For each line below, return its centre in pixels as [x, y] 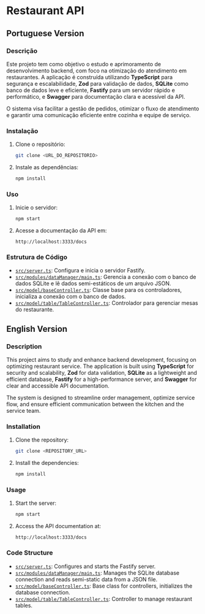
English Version [37, 329]
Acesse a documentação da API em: [61, 231]
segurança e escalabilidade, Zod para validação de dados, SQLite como [97, 83]
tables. [24, 605]
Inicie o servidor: [36, 208]
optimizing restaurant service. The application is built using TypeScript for [100, 366]
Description [24, 346]
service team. [24, 411]
